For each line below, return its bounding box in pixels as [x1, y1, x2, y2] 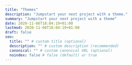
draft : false [5, 30, 32, 35]
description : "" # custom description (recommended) [9, 43, 119, 48]
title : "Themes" [5, 7, 38, 12]
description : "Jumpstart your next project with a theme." [5, 12, 128, 17]
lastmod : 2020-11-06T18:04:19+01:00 [5, 25, 80, 30]
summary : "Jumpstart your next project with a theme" [5, 16, 117, 21]
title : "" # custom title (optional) [9, 39, 87, 44]
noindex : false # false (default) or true [9, 52, 97, 58]
